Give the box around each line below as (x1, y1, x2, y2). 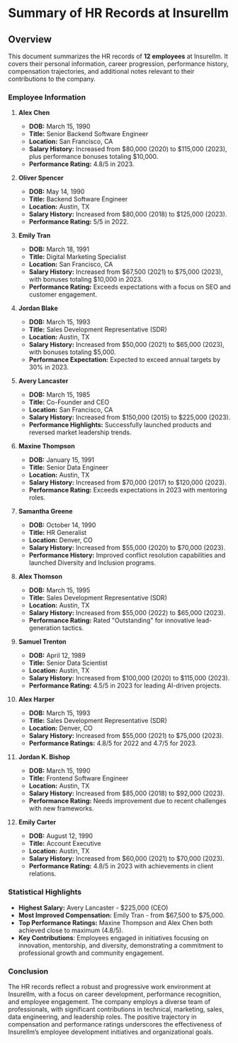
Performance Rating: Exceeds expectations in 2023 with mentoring (28, 486, 227, 495)
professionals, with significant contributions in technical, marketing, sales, (8, 1005, 224, 1013)
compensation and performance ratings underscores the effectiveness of (8, 1020, 222, 1028)
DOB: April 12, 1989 (28, 651, 86, 660)
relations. (28, 869, 57, 878)
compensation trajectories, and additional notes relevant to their (8, 67, 195, 75)
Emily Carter (18, 818, 57, 827)
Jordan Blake (18, 304, 59, 313)
